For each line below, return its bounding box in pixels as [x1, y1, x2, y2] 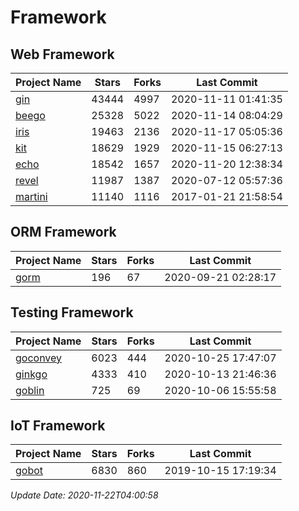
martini [15, 190, 48, 203]
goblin [15, 383, 45, 397]
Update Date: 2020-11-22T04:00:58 [10, 489, 159, 501]
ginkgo [15, 367, 48, 381]
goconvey [15, 351, 63, 365]
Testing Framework [10, 304, 134, 321]
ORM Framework [10, 224, 117, 241]
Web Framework [10, 46, 115, 63]
